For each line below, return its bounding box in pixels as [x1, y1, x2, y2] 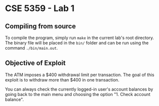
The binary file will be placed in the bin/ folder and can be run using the [5, 40, 149, 46]
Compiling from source [5, 22, 76, 30]
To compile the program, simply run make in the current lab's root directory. [5, 35, 154, 40]
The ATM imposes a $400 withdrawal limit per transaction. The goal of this [5, 72, 155, 78]
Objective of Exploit [5, 59, 66, 67]
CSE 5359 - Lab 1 [5, 3, 75, 14]
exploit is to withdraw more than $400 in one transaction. [5, 77, 120, 82]
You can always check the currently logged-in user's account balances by [5, 86, 154, 92]
